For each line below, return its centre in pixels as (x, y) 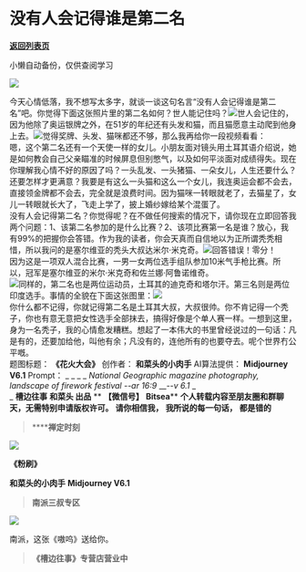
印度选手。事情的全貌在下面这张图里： (81, 295)
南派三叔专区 (56, 502)
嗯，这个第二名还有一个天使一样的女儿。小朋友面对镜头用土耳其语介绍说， (149, 147)
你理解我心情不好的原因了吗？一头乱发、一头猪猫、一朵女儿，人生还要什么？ (153, 170)
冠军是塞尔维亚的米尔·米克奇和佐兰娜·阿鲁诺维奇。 (119, 272)
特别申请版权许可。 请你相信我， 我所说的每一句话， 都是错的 (156, 408)
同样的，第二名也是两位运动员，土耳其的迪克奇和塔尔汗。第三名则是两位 (154, 284)
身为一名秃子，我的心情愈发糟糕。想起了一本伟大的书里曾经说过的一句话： (149, 329)
